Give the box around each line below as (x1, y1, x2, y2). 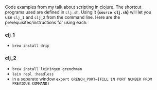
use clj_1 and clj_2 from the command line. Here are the (5, 15, 121, 20)
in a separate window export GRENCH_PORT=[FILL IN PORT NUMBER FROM (12, 76, 152, 82)
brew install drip (12, 44, 50, 48)
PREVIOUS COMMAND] (12, 81, 50, 86)
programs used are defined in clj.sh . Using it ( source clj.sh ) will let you (5, 9, 152, 15)
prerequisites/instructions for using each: (5, 19, 87, 25)
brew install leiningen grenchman (12, 66, 82, 72)
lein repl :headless (12, 72, 54, 76)
